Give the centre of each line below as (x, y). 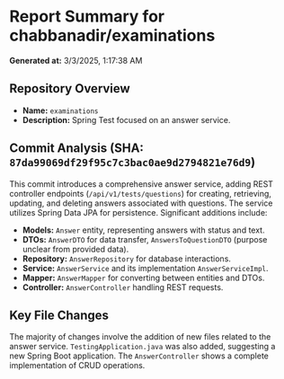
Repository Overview (70, 88)
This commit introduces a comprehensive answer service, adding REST (142, 184)
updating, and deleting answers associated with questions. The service (141, 203)
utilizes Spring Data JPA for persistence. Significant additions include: (138, 212)
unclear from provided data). (75, 249)
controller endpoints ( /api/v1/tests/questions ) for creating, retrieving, (141, 193)
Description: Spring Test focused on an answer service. (126, 119)
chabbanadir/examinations (112, 35)
